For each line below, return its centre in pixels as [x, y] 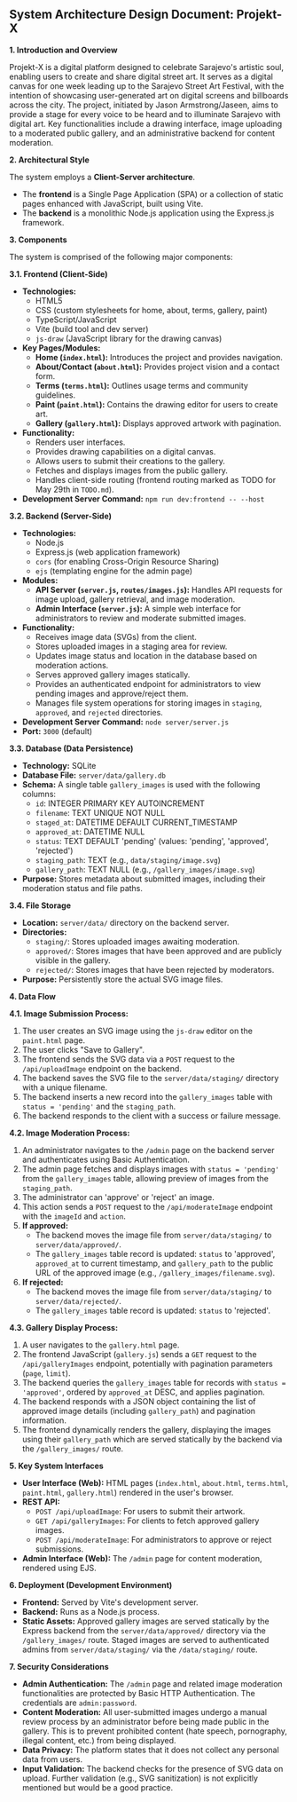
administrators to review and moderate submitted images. [141, 618]
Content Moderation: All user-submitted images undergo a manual [145, 1711]
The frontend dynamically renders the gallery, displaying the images [146, 1429]
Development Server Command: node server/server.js [125, 722]
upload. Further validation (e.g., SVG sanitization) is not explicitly [140, 1778]
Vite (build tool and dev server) [92, 328]
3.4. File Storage [40, 905]
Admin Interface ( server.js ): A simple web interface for [138, 608]
